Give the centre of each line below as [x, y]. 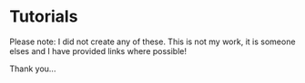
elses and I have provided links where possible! [98, 51]
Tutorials [44, 17]
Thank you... [33, 69]
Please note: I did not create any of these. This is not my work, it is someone [152, 41]
